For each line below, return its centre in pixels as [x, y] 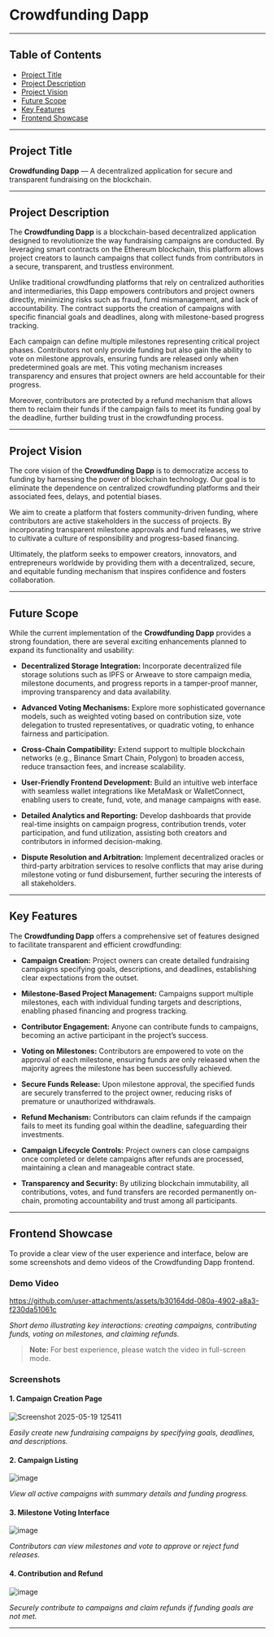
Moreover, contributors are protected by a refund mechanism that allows [131, 400]
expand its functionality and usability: [72, 650]
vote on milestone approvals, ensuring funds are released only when [124, 359]
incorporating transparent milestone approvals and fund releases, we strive [135, 530]
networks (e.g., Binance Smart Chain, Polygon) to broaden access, [133, 758]
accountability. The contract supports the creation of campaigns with [125, 309]
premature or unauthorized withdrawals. [88, 1101]
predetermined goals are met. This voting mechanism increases [116, 367]
